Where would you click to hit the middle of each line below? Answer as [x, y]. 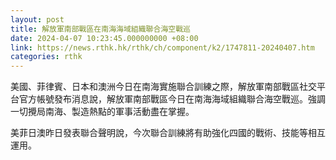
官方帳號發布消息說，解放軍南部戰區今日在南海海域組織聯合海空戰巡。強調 [172, 99]
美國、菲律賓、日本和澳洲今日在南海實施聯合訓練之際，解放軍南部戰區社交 [163, 87]
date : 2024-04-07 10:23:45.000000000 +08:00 [104, 38]
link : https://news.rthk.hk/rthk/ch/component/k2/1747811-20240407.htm [162, 47]
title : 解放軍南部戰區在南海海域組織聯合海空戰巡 [100, 29]
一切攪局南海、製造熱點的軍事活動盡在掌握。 [102, 112]
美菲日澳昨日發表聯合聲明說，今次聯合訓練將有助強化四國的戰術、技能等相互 [168, 133]
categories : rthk [46, 57]
